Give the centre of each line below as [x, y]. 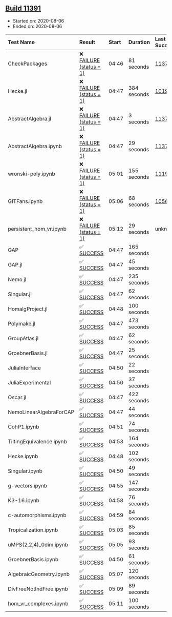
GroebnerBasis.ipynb [33, 559]
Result [87, 42]
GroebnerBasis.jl [28, 353]
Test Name [21, 42]
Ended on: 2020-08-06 [37, 26]
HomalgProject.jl [28, 309]
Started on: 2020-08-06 [38, 20]
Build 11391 [23, 8]
